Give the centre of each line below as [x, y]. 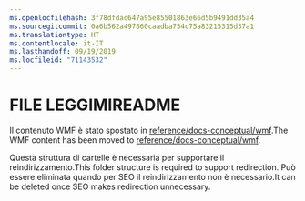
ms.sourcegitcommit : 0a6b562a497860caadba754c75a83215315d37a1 [132, 26]
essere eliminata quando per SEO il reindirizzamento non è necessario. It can [152, 176]
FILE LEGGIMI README [95, 105]
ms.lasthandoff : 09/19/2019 [63, 52]
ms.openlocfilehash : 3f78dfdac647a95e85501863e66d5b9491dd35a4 [132, 18]
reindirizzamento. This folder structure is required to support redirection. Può [152, 167]
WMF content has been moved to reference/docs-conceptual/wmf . [135, 140]
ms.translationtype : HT [55, 35]
